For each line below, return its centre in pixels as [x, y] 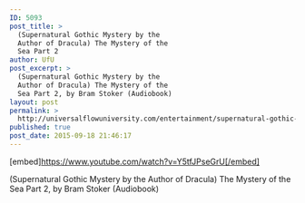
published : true [40, 128]
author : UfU [32, 60]
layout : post [34, 102]
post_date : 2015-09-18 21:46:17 [70, 136]
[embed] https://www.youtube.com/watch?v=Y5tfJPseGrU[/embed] [135, 161]
